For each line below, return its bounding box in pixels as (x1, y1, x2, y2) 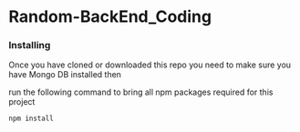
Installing (8, 39, 51, 52)
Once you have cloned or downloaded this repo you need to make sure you (8, 59, 292, 70)
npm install (8, 114, 54, 124)
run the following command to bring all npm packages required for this (8, 86, 274, 97)
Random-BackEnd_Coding (8, 6, 212, 27)
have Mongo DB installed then (8, 69, 122, 80)
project (8, 96, 36, 107)
